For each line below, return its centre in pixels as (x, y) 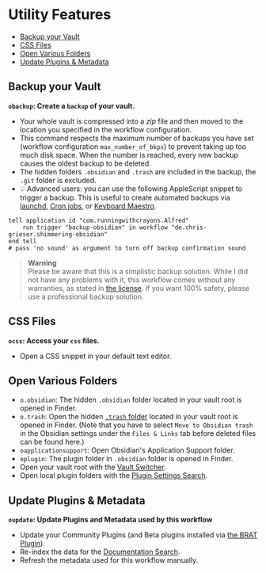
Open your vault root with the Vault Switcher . (93, 467)
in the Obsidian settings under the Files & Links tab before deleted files (138, 434)
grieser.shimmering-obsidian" (58, 234)
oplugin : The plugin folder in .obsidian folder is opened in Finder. (126, 459)
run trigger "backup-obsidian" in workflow (95, 227)
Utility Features (60, 15)
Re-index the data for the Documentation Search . (100, 552)
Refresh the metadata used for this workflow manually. (109, 560)
